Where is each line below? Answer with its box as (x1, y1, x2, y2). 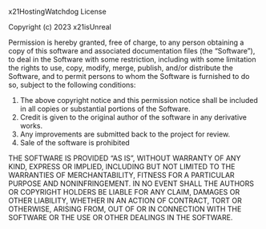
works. (19, 121, 42, 130)
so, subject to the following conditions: (8, 80, 136, 89)
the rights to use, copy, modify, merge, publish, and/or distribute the (8, 63, 234, 73)
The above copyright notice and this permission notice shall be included (19, 96, 259, 105)
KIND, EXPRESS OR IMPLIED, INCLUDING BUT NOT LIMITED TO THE (8, 162, 236, 171)
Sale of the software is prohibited (19, 138, 130, 147)
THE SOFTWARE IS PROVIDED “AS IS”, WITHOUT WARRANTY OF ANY (8, 153, 241, 163)
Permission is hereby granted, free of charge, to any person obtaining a (8, 38, 244, 47)
